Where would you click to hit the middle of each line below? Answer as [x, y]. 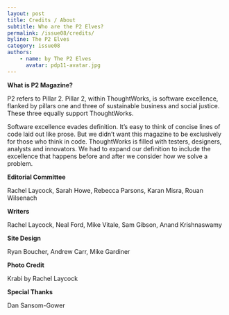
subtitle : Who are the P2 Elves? [56, 26]
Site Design [24, 238]
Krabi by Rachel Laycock [43, 278]
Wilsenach [22, 198]
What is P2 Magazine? [40, 85]
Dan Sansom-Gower [36, 305]
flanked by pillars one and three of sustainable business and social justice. [113, 105]
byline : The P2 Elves [39, 40]
